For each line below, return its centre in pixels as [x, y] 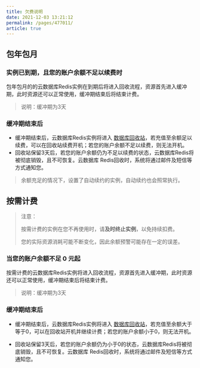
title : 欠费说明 [24, 12]
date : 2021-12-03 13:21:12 [40, 17]
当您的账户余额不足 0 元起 [43, 258]
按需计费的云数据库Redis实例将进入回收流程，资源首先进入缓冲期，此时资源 [99, 273]
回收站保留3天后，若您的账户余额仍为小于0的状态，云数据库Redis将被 [101, 344]
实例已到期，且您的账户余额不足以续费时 [64, 72]
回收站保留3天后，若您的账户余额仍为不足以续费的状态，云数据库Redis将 [104, 153]
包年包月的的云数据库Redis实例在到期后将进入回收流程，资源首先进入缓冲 [97, 86]
